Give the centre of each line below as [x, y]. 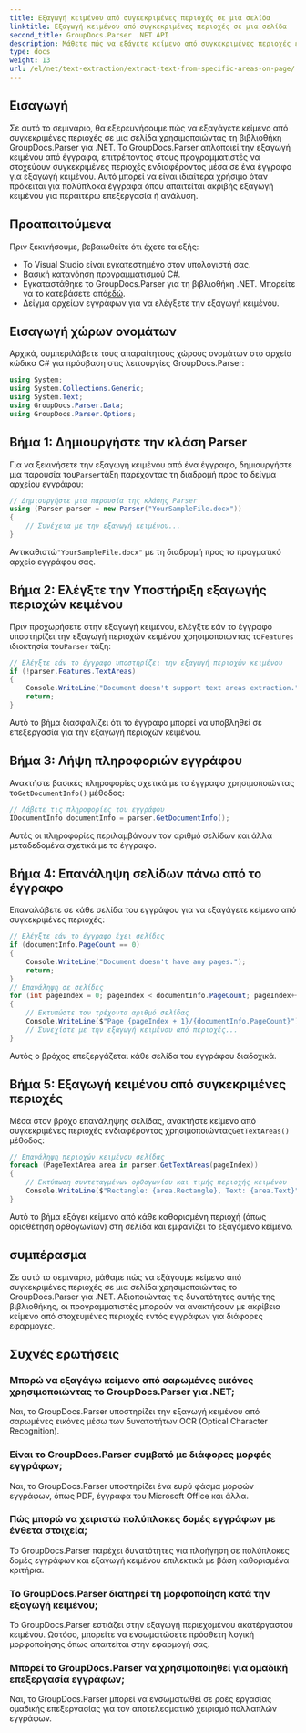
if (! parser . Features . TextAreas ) [73, 671]
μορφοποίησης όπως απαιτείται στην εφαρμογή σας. [110, 1644]
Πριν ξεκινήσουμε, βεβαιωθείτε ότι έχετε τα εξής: [104, 247]
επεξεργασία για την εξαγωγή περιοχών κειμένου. [106, 732]
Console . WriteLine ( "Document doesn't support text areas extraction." [163, 688]
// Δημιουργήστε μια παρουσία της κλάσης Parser [103, 500]
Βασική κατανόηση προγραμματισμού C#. [102, 274]
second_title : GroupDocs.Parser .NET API [89, 35]
